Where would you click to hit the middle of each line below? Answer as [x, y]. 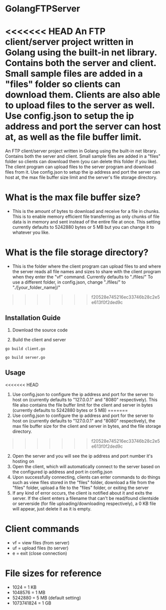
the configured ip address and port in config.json [62, 472]
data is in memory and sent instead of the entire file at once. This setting [86, 222]
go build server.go [25, 357]
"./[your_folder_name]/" [36, 287]
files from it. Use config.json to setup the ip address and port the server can [83, 172]
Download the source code [40, 330]
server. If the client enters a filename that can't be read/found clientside [85, 498]
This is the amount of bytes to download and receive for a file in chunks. [86, 211]
